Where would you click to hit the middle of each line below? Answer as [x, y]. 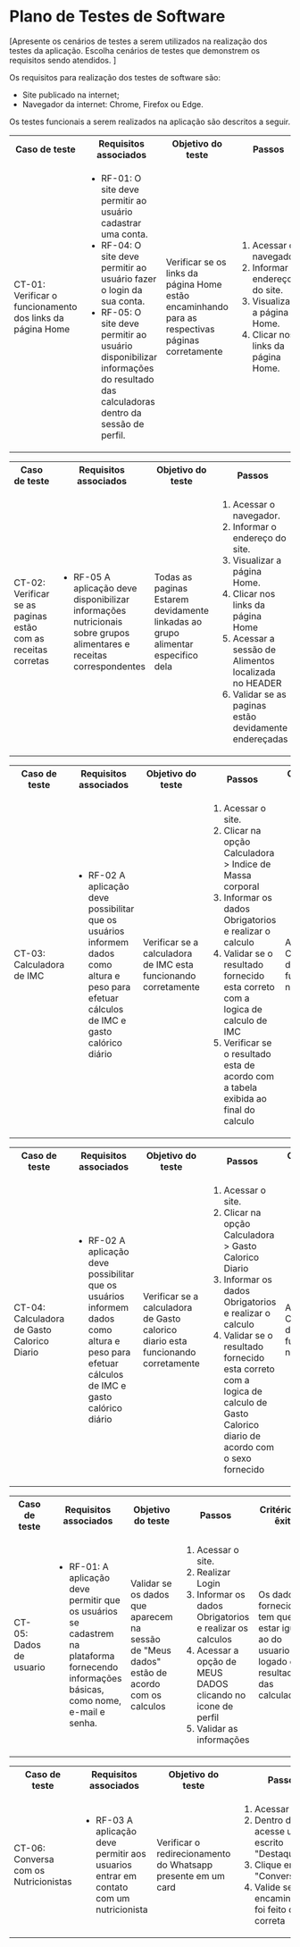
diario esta [165, 1340]
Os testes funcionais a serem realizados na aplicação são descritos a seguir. [150, 122]
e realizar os [222, 1628]
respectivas [190, 329]
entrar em [116, 1876]
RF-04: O [121, 245]
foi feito [271, 1909]
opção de [217, 1661]
